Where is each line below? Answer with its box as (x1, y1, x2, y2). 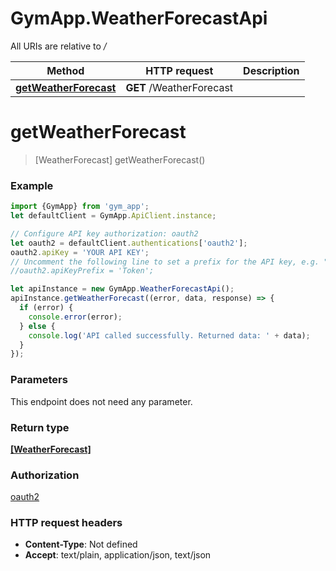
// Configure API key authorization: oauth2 (10, 228, 199, 239)
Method (46, 63, 85, 77)
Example (10, 178, 54, 192)
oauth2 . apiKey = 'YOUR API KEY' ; (10, 247, 150, 257)
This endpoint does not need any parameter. (10, 395, 193, 407)
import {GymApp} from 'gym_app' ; (10, 202, 150, 212)
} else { (19, 321, 56, 331)
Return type (10, 420, 70, 434)
